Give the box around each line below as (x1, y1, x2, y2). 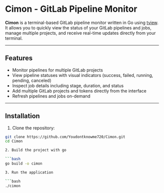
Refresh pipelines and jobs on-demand (12, 93, 91, 99)
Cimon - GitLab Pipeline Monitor (5, 3, 138, 15)
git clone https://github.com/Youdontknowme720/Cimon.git (5, 134, 125, 139)
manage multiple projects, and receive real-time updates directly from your (5, 30, 156, 36)
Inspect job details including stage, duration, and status (12, 82, 124, 89)
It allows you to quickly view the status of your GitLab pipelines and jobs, (5, 24, 152, 30)
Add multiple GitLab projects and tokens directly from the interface (12, 88, 146, 94)
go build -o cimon (5, 161, 42, 166)
